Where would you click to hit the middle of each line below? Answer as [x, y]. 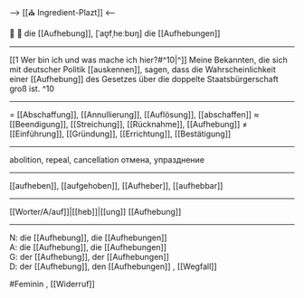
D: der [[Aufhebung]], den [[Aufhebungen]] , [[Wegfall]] [113, 266]
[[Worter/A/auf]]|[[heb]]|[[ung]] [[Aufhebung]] [95, 212]
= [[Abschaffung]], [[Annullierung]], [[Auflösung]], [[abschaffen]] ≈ [134, 115]
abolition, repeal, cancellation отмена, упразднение [107, 160]
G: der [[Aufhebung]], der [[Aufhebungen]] [90, 257]
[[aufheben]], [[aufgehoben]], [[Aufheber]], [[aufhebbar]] [116, 186]
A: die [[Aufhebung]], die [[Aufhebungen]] [88, 247]
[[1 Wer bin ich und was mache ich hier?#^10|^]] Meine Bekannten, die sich [148, 60]
